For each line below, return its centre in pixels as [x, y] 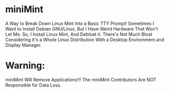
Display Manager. [24, 45]
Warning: [25, 66]
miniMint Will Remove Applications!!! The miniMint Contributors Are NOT [81, 79]
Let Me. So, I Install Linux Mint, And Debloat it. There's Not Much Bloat [79, 34]
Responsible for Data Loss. [33, 85]
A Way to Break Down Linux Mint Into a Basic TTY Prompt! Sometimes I [80, 23]
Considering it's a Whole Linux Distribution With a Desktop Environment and [85, 40]
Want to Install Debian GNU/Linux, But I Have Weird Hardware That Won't [82, 28]
